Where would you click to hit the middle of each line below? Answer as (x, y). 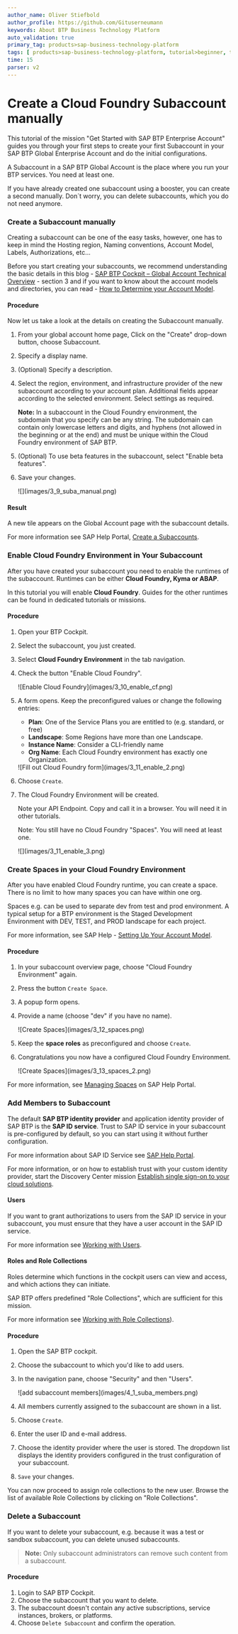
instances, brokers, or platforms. (65, 1615)
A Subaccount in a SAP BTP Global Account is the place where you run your (118, 167)
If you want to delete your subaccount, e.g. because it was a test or (106, 1532)
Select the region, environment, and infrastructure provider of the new (120, 383)
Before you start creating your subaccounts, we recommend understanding (118, 266)
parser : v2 (23, 67)
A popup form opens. (49, 1002)
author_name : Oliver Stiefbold (53, 15)
